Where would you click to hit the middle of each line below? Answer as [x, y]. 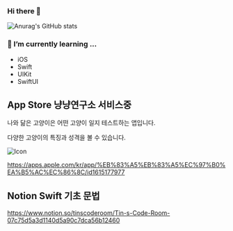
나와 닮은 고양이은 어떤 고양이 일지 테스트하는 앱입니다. [81, 123]
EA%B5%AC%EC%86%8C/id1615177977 [66, 172]
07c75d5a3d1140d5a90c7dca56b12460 [64, 221]
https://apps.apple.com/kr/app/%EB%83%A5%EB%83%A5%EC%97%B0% [116, 165]
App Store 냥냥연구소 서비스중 [70, 104]
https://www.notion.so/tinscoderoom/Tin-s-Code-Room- [89, 213]
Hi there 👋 [24, 11]
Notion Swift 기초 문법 [54, 196]
